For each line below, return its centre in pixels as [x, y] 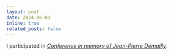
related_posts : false [34, 29]
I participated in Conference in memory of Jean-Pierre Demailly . [87, 46]
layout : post [23, 12]
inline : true [23, 23]
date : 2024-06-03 [28, 18]
